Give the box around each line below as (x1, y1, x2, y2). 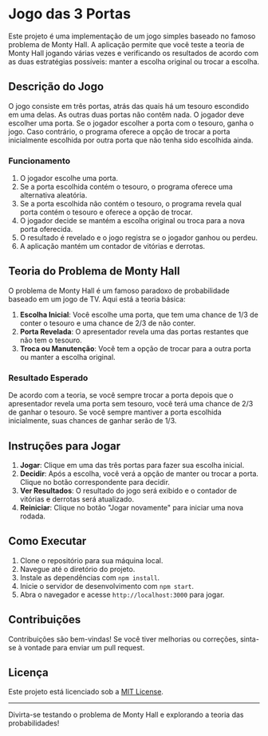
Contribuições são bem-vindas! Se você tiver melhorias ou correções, (8, 634, 238, 644)
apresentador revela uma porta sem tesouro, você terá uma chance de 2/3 (8, 399, 254, 409)
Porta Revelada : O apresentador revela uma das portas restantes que (19, 326, 249, 336)
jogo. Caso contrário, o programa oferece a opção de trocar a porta (8, 126, 231, 136)
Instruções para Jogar (8, 439, 121, 453)
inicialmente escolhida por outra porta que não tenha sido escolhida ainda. (8, 135, 254, 145)
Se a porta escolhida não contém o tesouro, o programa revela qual (19, 199, 242, 209)
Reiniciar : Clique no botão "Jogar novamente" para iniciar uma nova (19, 502, 244, 512)
